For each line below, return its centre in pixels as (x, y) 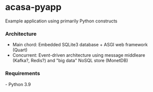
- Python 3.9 (18, 84)
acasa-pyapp (33, 7)
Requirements (23, 74)
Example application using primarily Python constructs (61, 21)
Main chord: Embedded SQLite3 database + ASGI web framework (80, 45)
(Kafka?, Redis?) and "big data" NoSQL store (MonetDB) (70, 61)
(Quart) (20, 50)
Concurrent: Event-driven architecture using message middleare (79, 55)
